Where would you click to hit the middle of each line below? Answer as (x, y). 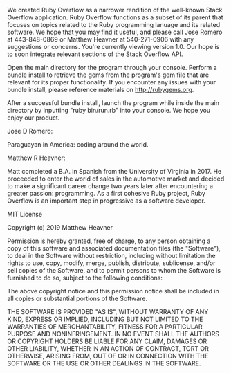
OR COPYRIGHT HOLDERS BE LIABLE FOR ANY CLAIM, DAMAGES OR (107, 341)
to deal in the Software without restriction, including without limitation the (111, 256)
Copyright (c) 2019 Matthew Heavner (60, 227)
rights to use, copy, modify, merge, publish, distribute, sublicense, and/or (111, 263)
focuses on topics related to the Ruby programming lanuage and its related (113, 25)
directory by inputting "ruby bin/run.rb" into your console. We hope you (109, 110)
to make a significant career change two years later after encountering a (110, 186)
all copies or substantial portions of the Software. (77, 298)
